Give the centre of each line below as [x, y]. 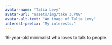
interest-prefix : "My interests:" [41, 23]
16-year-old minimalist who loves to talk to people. [56, 38]
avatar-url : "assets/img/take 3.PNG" [44, 14]
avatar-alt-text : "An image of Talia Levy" [51, 19]
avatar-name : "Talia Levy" [33, 10]
